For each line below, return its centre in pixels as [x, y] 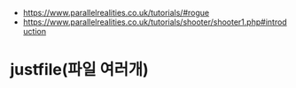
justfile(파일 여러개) [79, 70]
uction [35, 31]
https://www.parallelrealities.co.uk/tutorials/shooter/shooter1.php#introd [155, 22]
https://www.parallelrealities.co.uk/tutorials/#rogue [116, 13]
